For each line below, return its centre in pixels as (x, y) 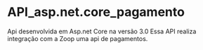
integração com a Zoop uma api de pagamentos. (78, 38)
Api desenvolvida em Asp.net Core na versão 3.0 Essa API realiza (102, 31)
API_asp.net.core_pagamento (96, 12)
